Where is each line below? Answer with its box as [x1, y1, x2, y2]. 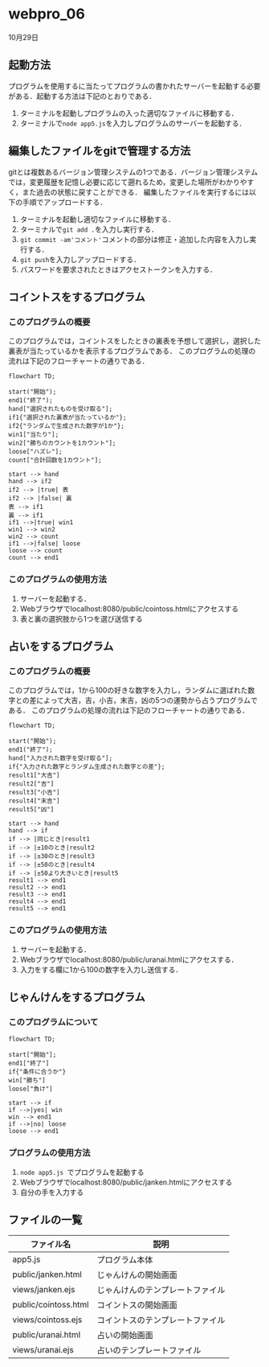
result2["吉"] [8, 780, 55, 788]
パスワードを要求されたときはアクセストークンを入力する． [19, 265, 218, 274]
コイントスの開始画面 [96, 1299, 178, 1311]
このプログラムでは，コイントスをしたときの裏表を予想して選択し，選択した [8, 336, 262, 346]
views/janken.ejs [12, 1284, 75, 1295]
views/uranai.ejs [12, 1344, 74, 1356]
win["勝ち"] [8, 1077, 46, 1085]
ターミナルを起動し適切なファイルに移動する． [19, 214, 175, 224]
